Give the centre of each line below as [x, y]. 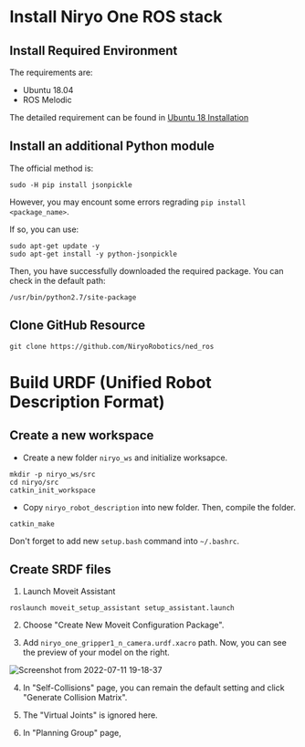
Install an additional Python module [112, 147]
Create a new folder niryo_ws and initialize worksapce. [125, 458]
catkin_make [32, 524]
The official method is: [52, 168]
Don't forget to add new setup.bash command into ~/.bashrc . [125, 541]
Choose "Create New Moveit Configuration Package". [123, 625]
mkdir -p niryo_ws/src [53, 474]
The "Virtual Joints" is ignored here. [90, 715]
